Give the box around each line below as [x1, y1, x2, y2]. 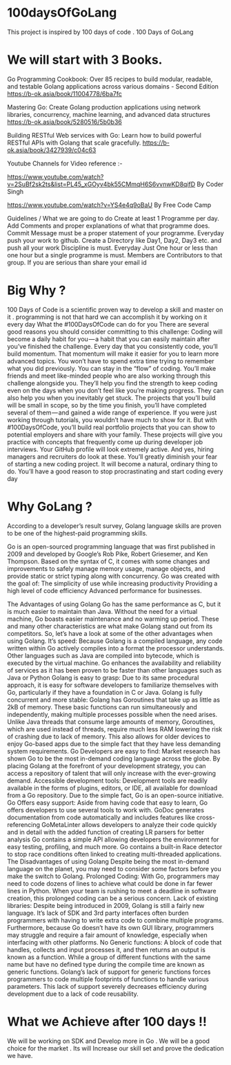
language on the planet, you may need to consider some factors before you [7, 864, 222, 873]
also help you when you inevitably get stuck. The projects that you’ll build [7, 393, 216, 402]
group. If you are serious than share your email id [7, 258, 147, 266]
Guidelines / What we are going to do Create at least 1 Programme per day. [7, 214, 219, 222]
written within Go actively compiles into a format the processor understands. [7, 644, 225, 652]
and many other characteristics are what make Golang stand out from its [7, 621, 213, 630]
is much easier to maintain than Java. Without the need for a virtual [7, 607, 198, 615]
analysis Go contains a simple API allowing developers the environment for [7, 835, 219, 844]
